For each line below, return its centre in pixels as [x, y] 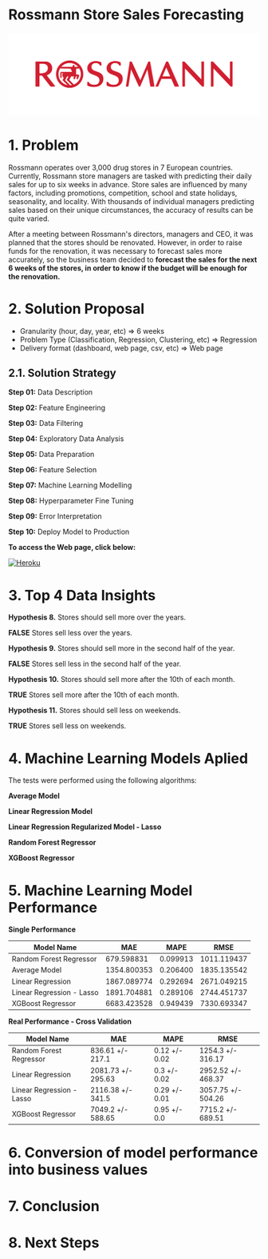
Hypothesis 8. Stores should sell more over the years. [97, 617]
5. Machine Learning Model [100, 890]
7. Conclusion [54, 1206]
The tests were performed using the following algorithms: [102, 780]
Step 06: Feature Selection [53, 470]
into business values [78, 1169]
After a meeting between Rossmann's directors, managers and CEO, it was [131, 234]
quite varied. [29, 219]
